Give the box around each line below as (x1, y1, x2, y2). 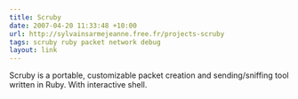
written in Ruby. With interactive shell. (9, 80, 148, 90)
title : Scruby (9, 12, 62, 22)
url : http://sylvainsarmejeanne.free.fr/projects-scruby (9, 29, 225, 38)
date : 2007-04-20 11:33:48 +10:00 (9, 21, 138, 30)
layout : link (9, 46, 58, 55)
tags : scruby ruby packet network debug (9, 37, 162, 47)
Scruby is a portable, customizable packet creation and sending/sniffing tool (9, 70, 289, 80)
